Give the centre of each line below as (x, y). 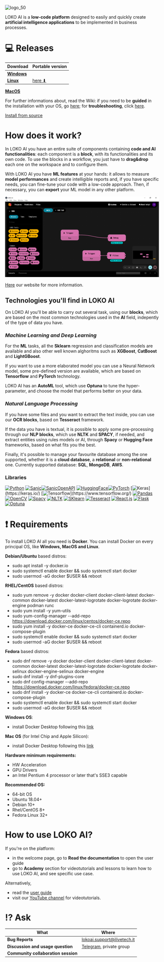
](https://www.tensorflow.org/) (101, 493)
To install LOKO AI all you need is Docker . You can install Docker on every (79, 541)
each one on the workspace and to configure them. (57, 165)
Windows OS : (19, 717)
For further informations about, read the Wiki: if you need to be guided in (78, 101)
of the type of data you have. (34, 323)
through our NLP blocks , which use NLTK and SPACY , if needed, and (75, 434)
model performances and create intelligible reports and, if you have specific (82, 179)
